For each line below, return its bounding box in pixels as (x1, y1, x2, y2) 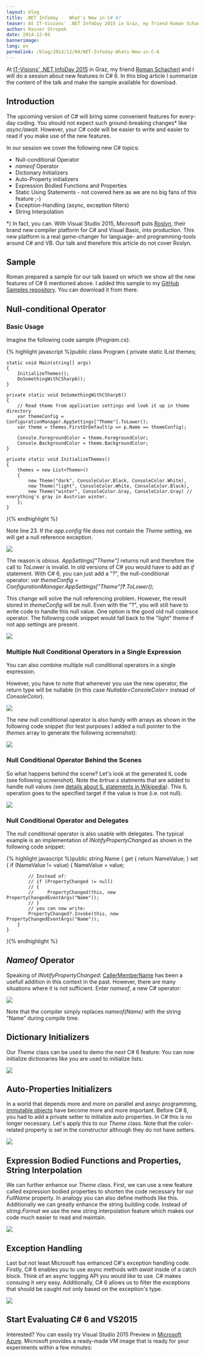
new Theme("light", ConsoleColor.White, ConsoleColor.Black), (28, 483, 190, 490)
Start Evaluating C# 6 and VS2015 (6, 1314, 138, 1325)
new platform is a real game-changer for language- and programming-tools (6, 233, 196, 240)
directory (6, 408, 32, 414)
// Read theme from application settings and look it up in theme (17, 403, 190, 409)
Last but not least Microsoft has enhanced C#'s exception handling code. (6, 1259, 190, 1267)
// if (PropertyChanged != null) (28, 878, 113, 884)
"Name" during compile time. (6, 1014, 79, 1022)
